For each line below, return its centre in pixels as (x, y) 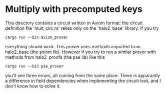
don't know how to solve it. (33, 86)
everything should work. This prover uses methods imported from (73, 46)
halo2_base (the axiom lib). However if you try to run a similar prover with (81, 52)
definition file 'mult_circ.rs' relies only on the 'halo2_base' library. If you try (82, 28)
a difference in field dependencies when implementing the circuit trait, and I (83, 81)
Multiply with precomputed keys (74, 9)
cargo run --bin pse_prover (34, 66)
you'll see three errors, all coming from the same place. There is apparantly (83, 75)
